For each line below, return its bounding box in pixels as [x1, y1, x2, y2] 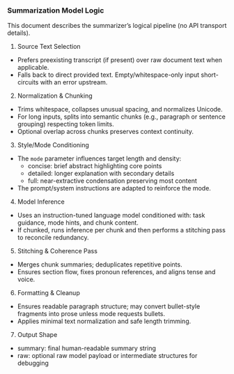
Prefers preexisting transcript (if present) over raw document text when [17, 56, 223, 64]
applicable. [17, 63, 49, 72]
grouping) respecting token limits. [17, 120, 114, 128]
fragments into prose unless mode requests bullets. [17, 310, 166, 318]
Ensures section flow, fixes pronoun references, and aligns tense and [17, 268, 216, 276]
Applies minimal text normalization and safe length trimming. [17, 317, 192, 326]
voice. [17, 275, 36, 284]
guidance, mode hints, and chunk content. [17, 218, 139, 227]
